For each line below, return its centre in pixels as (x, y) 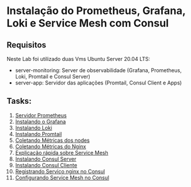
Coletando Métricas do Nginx (51, 146)
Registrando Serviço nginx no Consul (60, 171)
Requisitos (26, 45)
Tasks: (19, 101)
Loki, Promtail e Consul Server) (52, 76)
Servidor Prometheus (41, 115)
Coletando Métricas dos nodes (52, 140)
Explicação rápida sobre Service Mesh (62, 152)
